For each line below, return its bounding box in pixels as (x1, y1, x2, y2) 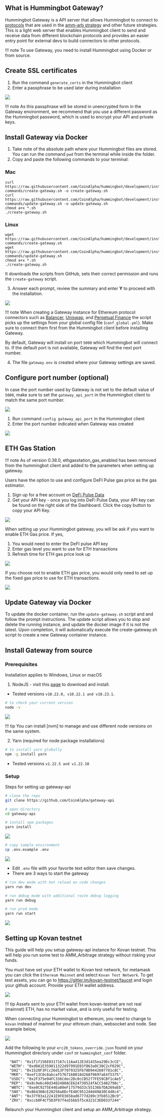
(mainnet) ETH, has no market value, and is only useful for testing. (5, 1006, 138, 1012)
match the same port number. (5, 397, 65, 403)
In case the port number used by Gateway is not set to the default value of (5, 387, 155, 392)
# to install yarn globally (5, 747, 62, 752)
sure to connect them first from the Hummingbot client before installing (5, 325, 148, 331)
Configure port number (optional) (5, 374, 109, 382)
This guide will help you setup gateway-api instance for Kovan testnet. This (5, 947, 156, 953)
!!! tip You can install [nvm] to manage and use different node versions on (5, 723, 152, 729)
